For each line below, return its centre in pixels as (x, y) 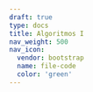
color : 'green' (45, 74)
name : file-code (46, 67)
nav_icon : (27, 50)
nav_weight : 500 (39, 42)
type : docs (29, 25)
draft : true (31, 17)
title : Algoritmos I (47, 33)
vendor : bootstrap (51, 58)
